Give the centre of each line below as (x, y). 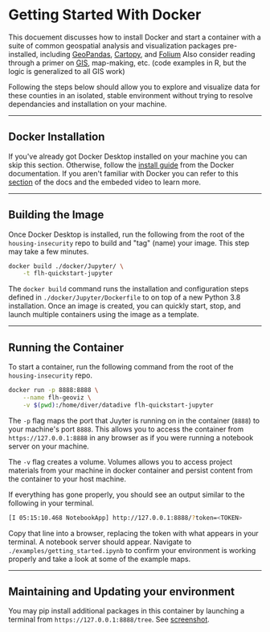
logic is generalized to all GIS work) (67, 71)
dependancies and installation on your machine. (88, 104)
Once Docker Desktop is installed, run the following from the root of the (127, 234)
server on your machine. (49, 446)
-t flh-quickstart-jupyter (68, 274)
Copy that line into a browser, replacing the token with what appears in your (133, 533)
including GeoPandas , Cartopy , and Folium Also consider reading (147, 54)
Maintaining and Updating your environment (122, 592)
